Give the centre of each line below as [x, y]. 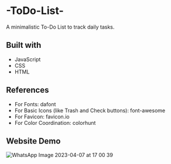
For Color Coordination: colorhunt [55, 123]
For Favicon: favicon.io [42, 116]
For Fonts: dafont [35, 104]
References [28, 90]
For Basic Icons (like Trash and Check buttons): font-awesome [90, 110]
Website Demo [33, 141]
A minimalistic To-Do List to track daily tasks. [60, 27]
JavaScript [28, 59]
